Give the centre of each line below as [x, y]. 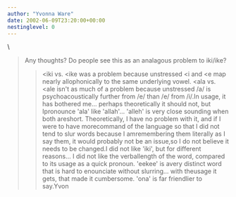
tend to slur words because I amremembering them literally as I [133, 134]
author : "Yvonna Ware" [41, 14]
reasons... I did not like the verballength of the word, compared [133, 156]
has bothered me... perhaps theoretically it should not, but [126, 104]
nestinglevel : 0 [31, 27]
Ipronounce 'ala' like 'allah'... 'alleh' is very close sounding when [135, 112]
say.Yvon [55, 186]
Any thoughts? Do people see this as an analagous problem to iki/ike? [125, 61]
